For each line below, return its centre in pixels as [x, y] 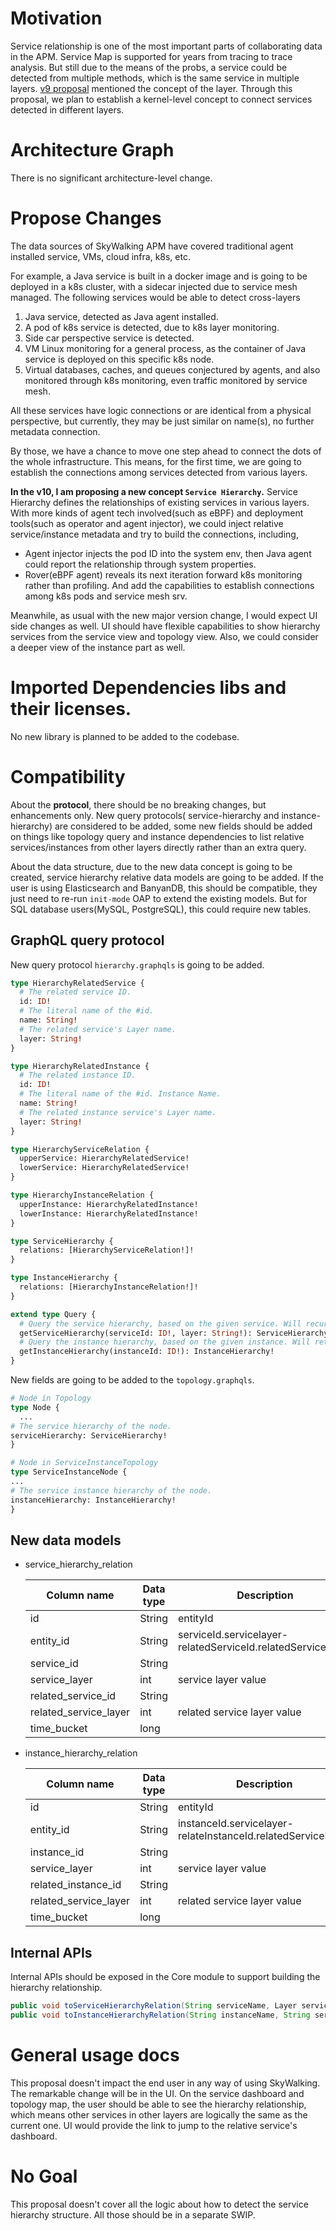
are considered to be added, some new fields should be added [183, 826]
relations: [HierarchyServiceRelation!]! [107, 1250]
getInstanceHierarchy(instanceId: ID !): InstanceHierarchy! [147, 1352]
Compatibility [68, 776]
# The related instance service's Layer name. [118, 1112]
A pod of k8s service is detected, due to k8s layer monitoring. [152, 327]
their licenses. [71, 709]
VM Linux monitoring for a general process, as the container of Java [165, 348]
